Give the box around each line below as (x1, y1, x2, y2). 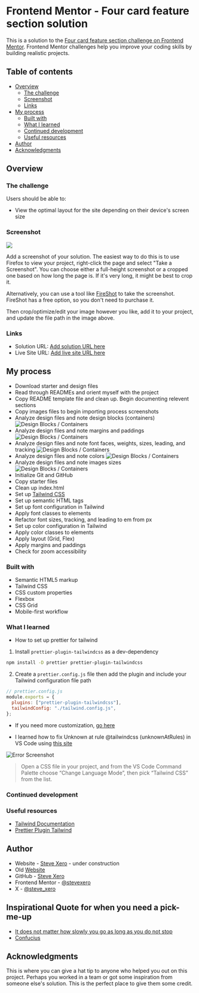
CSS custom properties (14, 589, 73, 596)
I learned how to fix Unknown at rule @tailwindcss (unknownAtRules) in (14, 733, 191, 740)
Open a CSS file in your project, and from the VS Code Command (20, 763, 182, 770)
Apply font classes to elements (14, 509, 91, 517)
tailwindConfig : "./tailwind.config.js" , (11, 705, 117, 711)
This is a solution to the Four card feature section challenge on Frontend (6, 37, 184, 44)
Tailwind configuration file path (14, 677, 91, 684)
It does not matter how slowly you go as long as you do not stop (14, 928, 173, 935)
